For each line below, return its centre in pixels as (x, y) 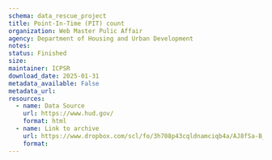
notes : (19, 46)
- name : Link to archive (57, 128)
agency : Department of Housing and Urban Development (101, 38)
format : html (45, 121)
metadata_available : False (54, 83)
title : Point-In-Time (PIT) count (67, 23)
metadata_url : (32, 91)
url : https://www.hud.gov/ (68, 114)
